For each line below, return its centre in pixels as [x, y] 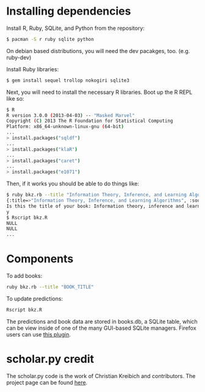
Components [40, 259]
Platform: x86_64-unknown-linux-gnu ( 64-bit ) [65, 127]
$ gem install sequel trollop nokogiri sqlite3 [68, 80]
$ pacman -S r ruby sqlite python [50, 39]
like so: [15, 98]
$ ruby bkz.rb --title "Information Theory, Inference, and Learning [97, 195]
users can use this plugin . [39, 334]
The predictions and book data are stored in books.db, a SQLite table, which [102, 321]
